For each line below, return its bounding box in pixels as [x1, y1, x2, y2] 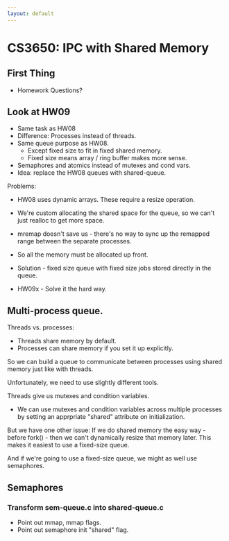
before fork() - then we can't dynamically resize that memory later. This [7, 433, 212, 442]
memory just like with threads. [7, 365, 94, 373]
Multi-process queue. [7, 304, 103, 316]
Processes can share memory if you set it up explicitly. [17, 344, 173, 352]
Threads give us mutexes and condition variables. [7, 392, 150, 400]
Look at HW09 [7, 106, 71, 118]
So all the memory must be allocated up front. [17, 250, 149, 259]
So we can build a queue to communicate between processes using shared [7, 358, 223, 366]
